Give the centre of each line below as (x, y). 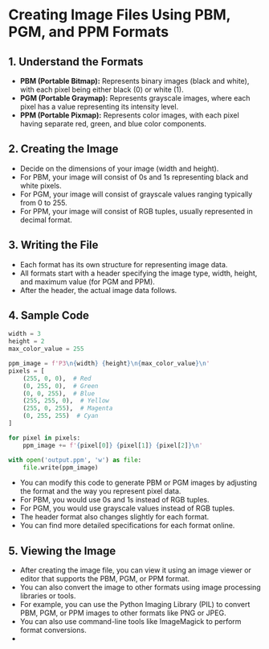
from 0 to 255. (43, 202)
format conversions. (53, 630)
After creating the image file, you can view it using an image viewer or (135, 570)
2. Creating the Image (63, 149)
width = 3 (25, 334)
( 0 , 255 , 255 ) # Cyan (61, 416)
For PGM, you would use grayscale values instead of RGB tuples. (127, 508)
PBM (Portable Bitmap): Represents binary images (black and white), (134, 81)
